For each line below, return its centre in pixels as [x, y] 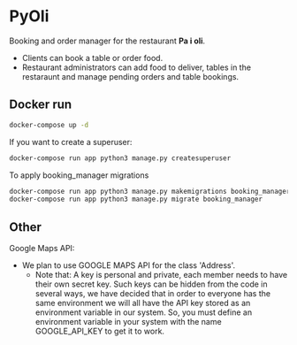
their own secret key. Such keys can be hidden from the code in [151, 284]
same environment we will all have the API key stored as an [143, 303]
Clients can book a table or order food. [92, 57]
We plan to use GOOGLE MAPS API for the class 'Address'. [129, 265]
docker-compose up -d [49, 125]
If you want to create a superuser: [71, 142]
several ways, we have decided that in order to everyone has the [153, 294]
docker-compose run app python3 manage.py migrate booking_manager [136, 199]
